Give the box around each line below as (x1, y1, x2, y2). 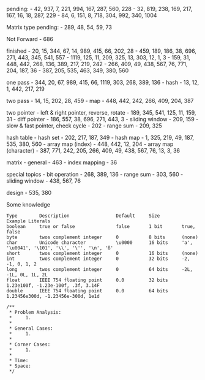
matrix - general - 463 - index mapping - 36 (6, 159, 117, 166)
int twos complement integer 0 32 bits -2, (6, 256, 190, 262)
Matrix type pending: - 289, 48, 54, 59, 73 (6, 24, 112, 31)
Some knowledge (6, 201, 51, 208)
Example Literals (6, 218, 51, 224)
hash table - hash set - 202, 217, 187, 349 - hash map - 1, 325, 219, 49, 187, (6, 134, 195, 141)
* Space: (9, 363, 32, 369)
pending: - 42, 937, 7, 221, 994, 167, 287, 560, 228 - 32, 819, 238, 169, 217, (6, 6, 193, 12)
